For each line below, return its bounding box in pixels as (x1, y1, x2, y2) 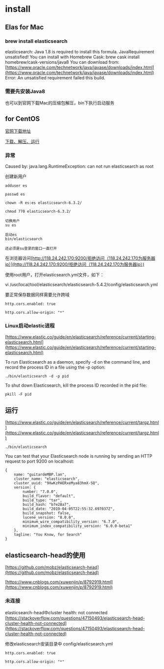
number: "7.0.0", (23, 489, 58, 495)
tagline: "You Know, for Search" (14, 532, 82, 537)
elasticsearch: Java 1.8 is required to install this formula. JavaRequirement (5, 49, 154, 54)
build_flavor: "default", (23, 494, 76, 498)
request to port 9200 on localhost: (5, 458, 74, 464)
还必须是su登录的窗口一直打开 (5, 246, 57, 251)
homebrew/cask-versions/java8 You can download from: (5, 59, 120, 65)
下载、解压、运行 (5, 138, 40, 144)
